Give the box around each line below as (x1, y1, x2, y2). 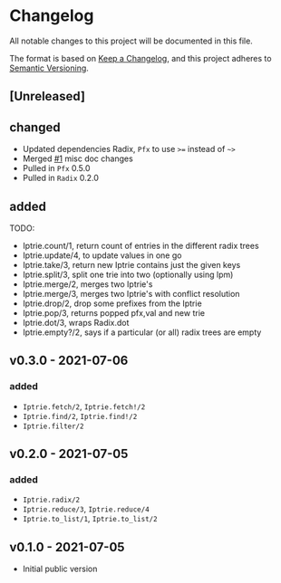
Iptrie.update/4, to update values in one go (22, 250, 182, 261)
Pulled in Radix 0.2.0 (22, 173, 100, 184)
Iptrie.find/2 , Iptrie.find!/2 (22, 410, 138, 421)
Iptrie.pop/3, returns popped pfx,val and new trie (22, 307, 206, 318)
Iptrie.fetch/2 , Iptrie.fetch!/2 (22, 400, 146, 412)
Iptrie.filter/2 (22, 422, 84, 431)
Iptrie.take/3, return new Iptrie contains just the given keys (22, 259, 241, 270)
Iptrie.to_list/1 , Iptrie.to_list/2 (22, 513, 158, 524)
